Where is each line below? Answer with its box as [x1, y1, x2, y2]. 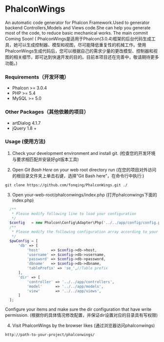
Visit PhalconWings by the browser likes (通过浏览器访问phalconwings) [12, 322, 155, 328]
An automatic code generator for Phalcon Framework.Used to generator [5, 20, 150, 25]
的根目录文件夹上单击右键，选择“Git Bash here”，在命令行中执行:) [12, 172, 144, 179]
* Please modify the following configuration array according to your [11, 230, 159, 235]
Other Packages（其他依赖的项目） [5, 108, 89, 115]
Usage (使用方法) [5, 138, 46, 145]
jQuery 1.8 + [12, 125, 37, 131]
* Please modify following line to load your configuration [11, 211, 137, 216]
